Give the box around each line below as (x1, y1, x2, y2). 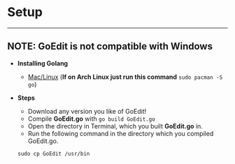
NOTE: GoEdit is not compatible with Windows (7, 40, 213, 52)
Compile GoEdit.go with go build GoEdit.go (27, 114, 155, 123)
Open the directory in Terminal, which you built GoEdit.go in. (27, 121, 203, 130)
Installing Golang (17, 59, 69, 67)
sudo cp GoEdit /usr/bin (17, 150, 90, 157)
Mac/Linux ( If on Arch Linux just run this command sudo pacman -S (27, 73, 223, 81)
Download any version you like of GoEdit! (27, 107, 147, 115)
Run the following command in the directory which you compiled (27, 129, 214, 137)
